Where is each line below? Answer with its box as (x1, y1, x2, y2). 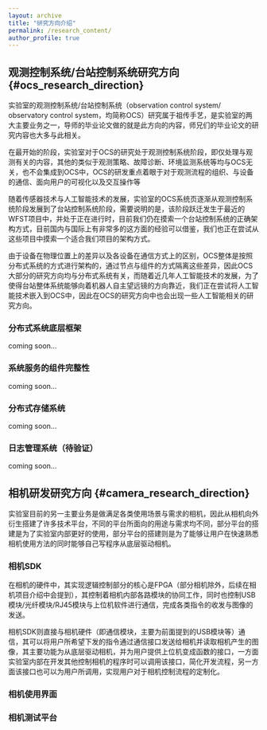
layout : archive (8, 11, 62, 20)
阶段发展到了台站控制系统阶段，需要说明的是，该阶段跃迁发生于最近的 (14, 204, 245, 214)
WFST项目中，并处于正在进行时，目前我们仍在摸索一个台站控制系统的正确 (8, 214, 252, 224)
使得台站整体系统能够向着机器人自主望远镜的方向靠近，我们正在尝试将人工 (8, 281, 252, 291)
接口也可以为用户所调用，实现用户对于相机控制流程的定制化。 (21, 667, 224, 677)
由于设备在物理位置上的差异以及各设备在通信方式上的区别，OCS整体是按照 (8, 251, 253, 261)
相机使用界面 (8, 689, 58, 700)
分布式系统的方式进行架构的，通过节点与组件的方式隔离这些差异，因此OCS (8, 261, 253, 271)
